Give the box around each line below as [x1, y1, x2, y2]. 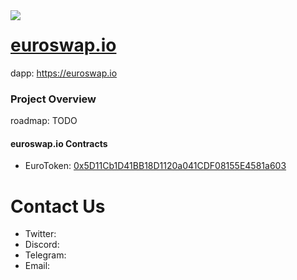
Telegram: [24, 249, 67, 261]
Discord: [24, 239, 60, 251]
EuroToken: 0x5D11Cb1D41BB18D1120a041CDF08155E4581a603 [24, 160, 287, 172]
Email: [24, 260, 51, 272]
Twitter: [24, 228, 57, 240]
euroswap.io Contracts [10, 137, 108, 149]
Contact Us [10, 195, 106, 218]
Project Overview [10, 92, 97, 106]
